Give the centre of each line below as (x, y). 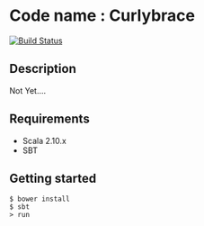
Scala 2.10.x (44, 140)
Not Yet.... (28, 90)
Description (43, 69)
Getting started (53, 178)
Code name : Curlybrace (102, 16)
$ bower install (40, 199)
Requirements (49, 119)
